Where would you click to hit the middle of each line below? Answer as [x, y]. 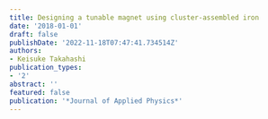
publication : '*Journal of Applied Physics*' [96, 101]
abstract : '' [34, 84]
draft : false [34, 34]
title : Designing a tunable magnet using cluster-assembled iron [134, 17]
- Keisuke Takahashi [48, 59]
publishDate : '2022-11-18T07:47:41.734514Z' [94, 42]
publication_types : [46, 68]
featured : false [40, 92]
